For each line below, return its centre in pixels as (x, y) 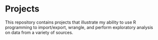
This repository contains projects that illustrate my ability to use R (70, 22)
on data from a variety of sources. (39, 32)
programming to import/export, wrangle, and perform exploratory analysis (79, 27)
